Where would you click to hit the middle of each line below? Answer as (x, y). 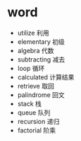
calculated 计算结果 (46, 77)
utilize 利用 (33, 33)
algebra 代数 (36, 50)
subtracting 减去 (41, 59)
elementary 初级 (41, 41)
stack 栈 (30, 103)
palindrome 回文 (41, 95)
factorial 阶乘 (37, 130)
